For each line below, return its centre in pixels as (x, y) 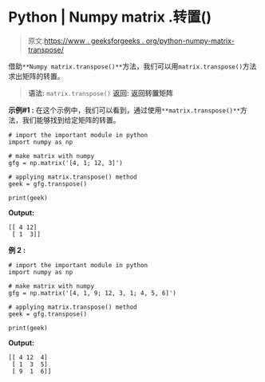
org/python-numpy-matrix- (190, 41)
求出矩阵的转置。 (36, 76)
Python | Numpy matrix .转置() (110, 17)
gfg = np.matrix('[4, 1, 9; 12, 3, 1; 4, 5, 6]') (93, 293)
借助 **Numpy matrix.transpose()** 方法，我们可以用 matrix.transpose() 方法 (132, 66)
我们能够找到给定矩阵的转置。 (71, 120)
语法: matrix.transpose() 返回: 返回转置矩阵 (100, 93)
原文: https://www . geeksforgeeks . (86, 41)
